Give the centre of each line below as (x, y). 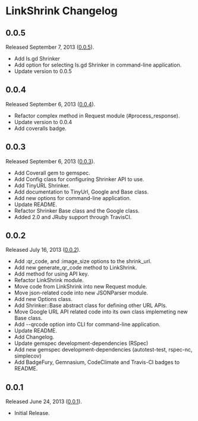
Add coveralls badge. (40, 128)
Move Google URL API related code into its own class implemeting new (101, 312)
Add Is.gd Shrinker (37, 58)
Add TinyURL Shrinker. (42, 185)
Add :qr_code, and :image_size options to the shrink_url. (83, 261)
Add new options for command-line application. (73, 198)
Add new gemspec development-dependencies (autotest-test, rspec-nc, (103, 350)
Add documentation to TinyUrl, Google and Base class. (81, 192)
